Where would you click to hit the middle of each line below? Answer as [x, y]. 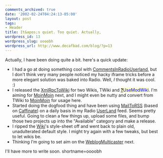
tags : [10, 23]
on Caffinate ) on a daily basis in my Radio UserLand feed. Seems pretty [84, 111]
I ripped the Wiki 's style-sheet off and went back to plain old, [73, 126]
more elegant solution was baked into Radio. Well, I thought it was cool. [84, 79]
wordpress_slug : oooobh [29, 41]
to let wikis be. [27, 137]
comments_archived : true [30, 10]
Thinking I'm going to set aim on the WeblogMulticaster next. [73, 141]
